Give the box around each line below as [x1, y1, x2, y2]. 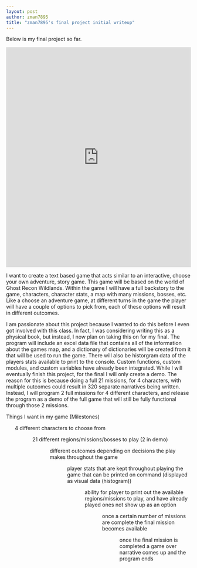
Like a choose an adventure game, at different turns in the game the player [6, 297, 186, 304]
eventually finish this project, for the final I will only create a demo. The [6, 371, 177, 378]
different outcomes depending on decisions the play [49, 447, 176, 455]
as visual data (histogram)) [67, 478, 132, 485]
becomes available [101, 525, 148, 532]
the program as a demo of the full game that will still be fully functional [6, 395, 176, 403]
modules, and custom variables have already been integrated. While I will [6, 364, 183, 371]
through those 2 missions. [6, 402, 69, 409]
